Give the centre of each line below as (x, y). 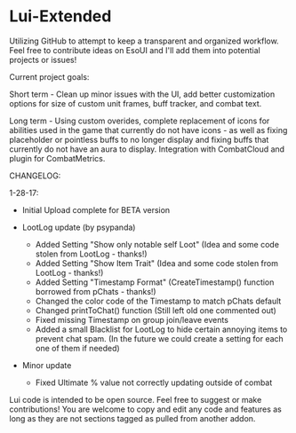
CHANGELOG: (35, 176)
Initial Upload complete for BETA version (96, 209)
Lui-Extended (60, 16)
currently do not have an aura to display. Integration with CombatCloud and (147, 149)
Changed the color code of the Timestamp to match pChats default (158, 301)
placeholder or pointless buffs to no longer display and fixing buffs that (139, 139)
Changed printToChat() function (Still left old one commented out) (156, 310)
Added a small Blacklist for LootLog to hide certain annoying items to (161, 329)
